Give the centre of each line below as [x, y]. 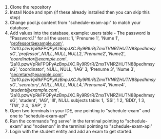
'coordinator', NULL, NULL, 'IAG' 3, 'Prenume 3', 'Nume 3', [77, 69]
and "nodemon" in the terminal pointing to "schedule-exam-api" [88, 126]
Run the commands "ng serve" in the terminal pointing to [67, 121]
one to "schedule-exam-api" [38, 116]
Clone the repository [30, 7]
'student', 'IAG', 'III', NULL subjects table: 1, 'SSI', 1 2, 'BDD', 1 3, [82, 100]
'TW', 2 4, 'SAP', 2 [28, 105]
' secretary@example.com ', [37, 74]
